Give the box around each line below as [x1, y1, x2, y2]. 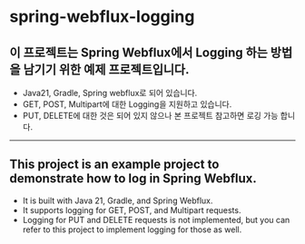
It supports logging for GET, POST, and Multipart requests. [22, 204, 241, 215]
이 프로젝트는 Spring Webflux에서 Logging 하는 [9, 44, 268, 60]
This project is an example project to [9, 157, 220, 172]
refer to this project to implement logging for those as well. [22, 224, 242, 235]
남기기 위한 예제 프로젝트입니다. [23, 62, 190, 77]
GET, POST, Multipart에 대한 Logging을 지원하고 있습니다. [22, 99, 232, 110]
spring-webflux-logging [9, 6, 195, 27]
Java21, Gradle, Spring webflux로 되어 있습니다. [22, 88, 198, 98]
